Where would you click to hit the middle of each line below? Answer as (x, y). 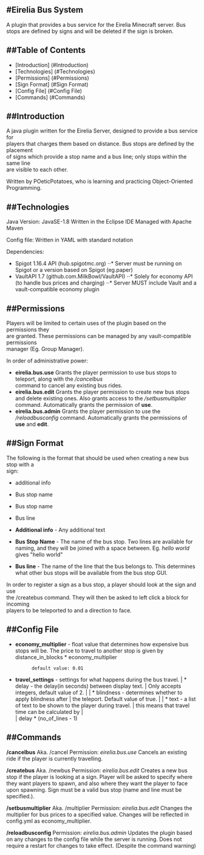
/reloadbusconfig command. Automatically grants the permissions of (101, 418)
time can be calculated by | (49, 711)
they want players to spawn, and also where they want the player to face (97, 783)
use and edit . (32, 424)
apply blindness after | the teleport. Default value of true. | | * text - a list (105, 699)
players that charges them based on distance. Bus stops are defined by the (100, 144)
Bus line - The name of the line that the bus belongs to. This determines (105, 566)
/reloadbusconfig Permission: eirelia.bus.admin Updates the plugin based (99, 832)
